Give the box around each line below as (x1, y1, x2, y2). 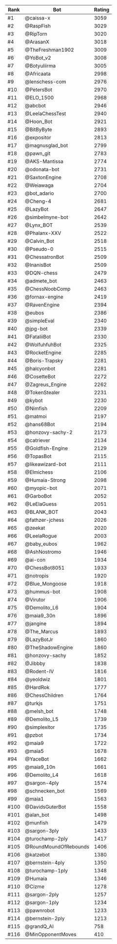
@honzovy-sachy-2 (25, 429, 73, 435)
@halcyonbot (25, 365, 56, 372)
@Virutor (25, 596, 45, 603)
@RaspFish (25, 23, 51, 29)
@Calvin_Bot (25, 238, 55, 244)
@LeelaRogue (25, 533, 57, 539)
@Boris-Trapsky (25, 357, 63, 364)
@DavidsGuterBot (25, 804, 66, 810)
